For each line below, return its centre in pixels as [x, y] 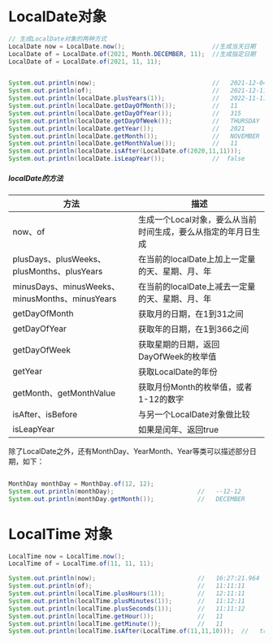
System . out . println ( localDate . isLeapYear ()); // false [127, 159]
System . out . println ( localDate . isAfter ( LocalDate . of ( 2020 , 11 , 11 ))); [125, 151]
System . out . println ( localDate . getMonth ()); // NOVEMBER [134, 136]
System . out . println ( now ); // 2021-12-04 [138, 83]
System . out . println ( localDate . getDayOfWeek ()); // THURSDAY [134, 121]
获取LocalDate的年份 [178, 372]
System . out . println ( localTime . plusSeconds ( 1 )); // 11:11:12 [127, 608]
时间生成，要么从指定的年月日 [195, 232]
